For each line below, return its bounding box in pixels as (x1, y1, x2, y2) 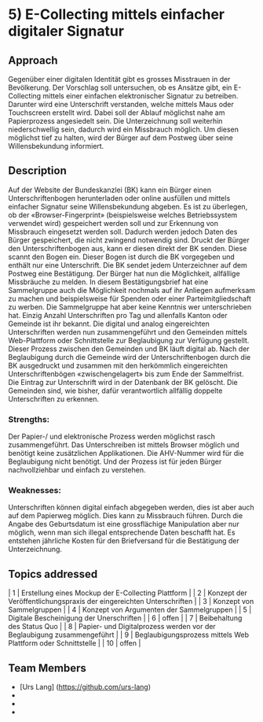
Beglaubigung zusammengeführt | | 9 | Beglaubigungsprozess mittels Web (8, 630, 250, 639)
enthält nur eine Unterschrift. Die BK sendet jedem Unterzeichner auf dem (8, 260, 247, 269)
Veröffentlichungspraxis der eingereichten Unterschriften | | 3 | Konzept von (8, 597, 254, 606)
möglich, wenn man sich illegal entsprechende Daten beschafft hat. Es (8, 528, 236, 537)
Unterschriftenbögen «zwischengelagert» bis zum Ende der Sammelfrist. (8, 368, 244, 379)
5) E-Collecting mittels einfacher (8, 6, 225, 24)
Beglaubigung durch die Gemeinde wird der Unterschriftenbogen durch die (8, 352, 251, 361)
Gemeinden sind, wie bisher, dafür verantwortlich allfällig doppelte (8, 386, 223, 395)
